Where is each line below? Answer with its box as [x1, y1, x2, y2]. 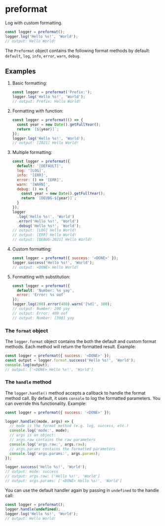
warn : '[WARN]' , [17, 182, 50, 187]
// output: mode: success [5, 469, 58, 474]
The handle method [5, 379, 52, 386]
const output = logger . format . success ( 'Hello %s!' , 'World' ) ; [5, 357, 135, 363]
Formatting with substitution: [12, 273, 70, 280]
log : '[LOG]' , [17, 168, 46, 173]
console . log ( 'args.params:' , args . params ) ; [9, 451, 100, 456]
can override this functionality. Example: [5, 400, 87, 406]
